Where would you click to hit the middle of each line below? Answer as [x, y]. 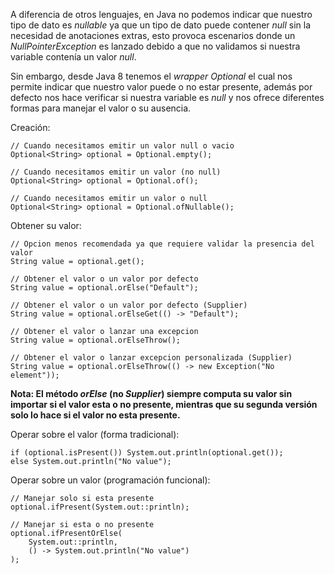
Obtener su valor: [46, 225]
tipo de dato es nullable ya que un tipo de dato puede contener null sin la [161, 25]
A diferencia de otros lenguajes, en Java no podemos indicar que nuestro [161, 14]
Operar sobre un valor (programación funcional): [110, 480]
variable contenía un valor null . [73, 57]
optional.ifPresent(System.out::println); [100, 507]
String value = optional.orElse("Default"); [104, 288]
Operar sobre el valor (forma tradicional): [95, 434]
